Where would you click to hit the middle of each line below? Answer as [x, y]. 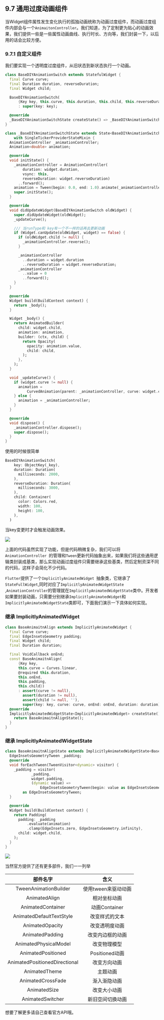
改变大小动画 [107, 990]
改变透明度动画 [107, 925]
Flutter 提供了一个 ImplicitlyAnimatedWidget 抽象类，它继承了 [68, 578]
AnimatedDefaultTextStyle [43, 916]
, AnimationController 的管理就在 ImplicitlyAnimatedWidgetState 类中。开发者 [82, 591]
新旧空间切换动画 [107, 999]
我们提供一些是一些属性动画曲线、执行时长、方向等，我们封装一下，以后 [86, 34]
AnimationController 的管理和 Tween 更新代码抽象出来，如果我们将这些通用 [79, 555]
